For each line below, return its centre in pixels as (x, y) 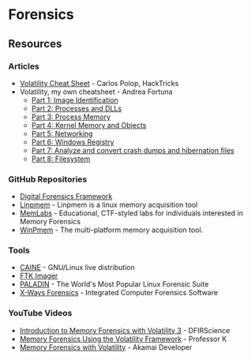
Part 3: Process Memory (71, 117)
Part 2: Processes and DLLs (77, 108)
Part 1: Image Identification (75, 99)
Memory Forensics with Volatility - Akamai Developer (106, 347)
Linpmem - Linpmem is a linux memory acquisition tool (109, 205)
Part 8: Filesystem (61, 159)
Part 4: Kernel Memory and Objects (89, 125)
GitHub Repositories (48, 179)
